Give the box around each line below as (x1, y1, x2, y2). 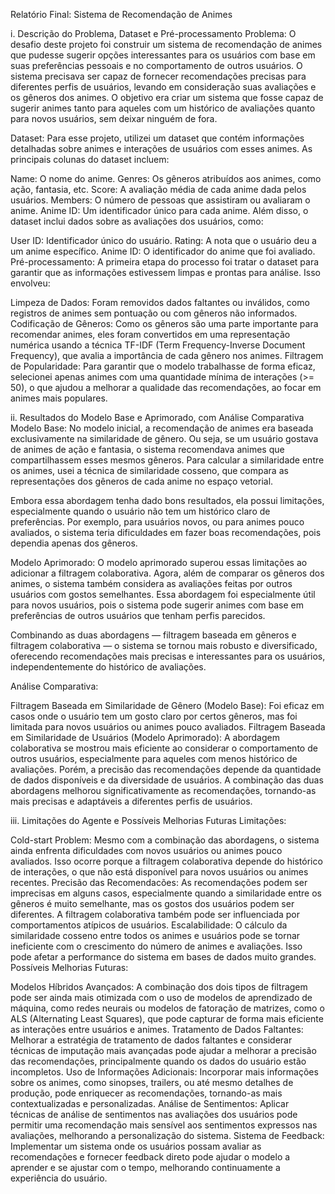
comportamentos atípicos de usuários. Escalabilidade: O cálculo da (10, 919, 288, 931)
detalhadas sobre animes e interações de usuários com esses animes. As (10, 143, 313, 154)
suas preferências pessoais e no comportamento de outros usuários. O (10, 60, 303, 71)
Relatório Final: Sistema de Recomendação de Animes (10, 9, 233, 20)
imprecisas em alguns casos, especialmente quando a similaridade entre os (10, 887, 322, 899)
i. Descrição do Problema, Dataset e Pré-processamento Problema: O (10, 28, 297, 39)
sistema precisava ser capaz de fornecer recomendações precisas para (10, 70, 307, 82)
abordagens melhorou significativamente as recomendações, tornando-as (10, 785, 317, 796)
